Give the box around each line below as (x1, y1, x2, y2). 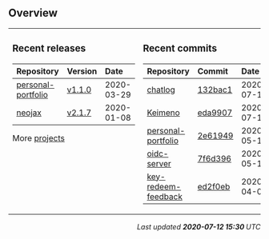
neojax (16, 107, 42, 118)
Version (66, 66, 98, 77)
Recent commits (143, 42, 218, 55)
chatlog (147, 84, 176, 95)
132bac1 (197, 84, 233, 95)
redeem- (147, 181, 182, 192)
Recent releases (12, 42, 86, 55)
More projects (12, 132, 66, 143)
